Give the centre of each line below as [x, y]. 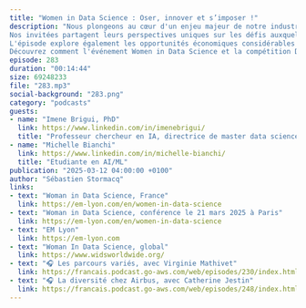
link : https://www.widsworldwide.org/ [92, 255]
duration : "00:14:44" [51, 69]
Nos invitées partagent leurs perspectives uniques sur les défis [138, 35]
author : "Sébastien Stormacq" [67, 179]
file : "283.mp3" [40, 86]
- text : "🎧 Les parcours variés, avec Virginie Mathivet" [123, 264]
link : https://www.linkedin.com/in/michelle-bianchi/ [122, 153]
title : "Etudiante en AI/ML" [73, 162]
